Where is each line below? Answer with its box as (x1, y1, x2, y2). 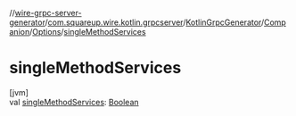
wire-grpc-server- (14, 8, 82, 18)
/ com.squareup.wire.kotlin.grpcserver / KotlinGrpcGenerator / (44, 17, 265, 28)
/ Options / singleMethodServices (29, 27, 146, 37)
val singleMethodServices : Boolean (9, 96, 140, 107)
